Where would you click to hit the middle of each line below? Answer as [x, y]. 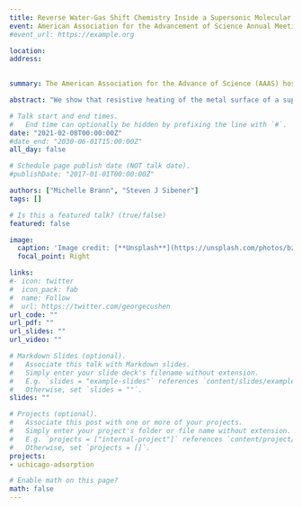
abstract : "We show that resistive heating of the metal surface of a [144, 100]
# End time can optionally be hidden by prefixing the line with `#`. [148, 124]
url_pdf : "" [31, 323]
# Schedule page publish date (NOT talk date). [100, 166]
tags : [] [26, 199]
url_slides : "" [38, 331]
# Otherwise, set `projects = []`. [80, 448]
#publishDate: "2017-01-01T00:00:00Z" [82, 175]
